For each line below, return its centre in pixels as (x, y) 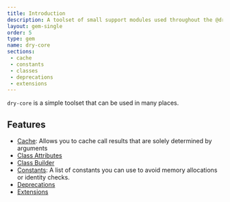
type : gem (21, 39)
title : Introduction (37, 13)
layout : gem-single (35, 26)
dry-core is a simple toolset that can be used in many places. (93, 103)
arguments (32, 149)
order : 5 (20, 33)
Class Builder (36, 163)
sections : (21, 52)
